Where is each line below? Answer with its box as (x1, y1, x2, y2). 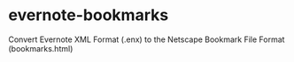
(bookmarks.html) (8, 43, 73, 53)
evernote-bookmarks (8, 5, 169, 25)
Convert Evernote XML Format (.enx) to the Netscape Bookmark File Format (8, 34, 285, 45)
